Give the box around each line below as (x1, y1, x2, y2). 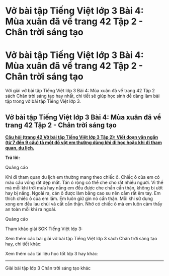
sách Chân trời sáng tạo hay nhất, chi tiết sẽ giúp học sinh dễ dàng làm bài (5, 93, 160, 99)
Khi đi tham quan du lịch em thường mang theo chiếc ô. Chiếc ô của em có (5, 174, 160, 180)
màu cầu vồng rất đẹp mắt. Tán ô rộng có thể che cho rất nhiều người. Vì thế (5, 179, 163, 185)
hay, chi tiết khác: (5, 241, 42, 247)
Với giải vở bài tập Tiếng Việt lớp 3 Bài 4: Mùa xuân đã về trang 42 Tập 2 (5, 88, 155, 94)
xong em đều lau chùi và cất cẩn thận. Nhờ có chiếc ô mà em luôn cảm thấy (5, 200, 162, 206)
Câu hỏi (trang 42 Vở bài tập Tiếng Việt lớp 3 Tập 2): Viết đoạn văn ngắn (5, 134, 158, 140)
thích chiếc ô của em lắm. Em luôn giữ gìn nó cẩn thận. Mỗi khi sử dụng (5, 195, 153, 201)
